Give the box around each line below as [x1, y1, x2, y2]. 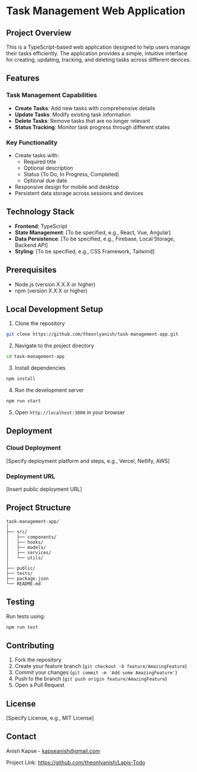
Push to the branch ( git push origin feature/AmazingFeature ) [14, 675, 167, 682]
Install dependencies [14, 364, 66, 371]
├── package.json [6, 576, 49, 582]
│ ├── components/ [6, 534, 57, 540]
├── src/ [6, 529, 28, 535]
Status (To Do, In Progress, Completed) [23, 170, 120, 177]
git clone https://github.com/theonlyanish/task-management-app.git [6, 331, 179, 338]
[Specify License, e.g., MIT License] [6, 714, 94, 722]
